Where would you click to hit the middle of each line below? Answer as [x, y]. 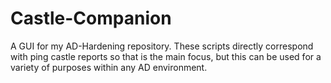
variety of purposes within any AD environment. [109, 67]
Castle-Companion [91, 18]
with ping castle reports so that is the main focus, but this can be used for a [166, 56]
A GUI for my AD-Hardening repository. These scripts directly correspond [162, 46]
